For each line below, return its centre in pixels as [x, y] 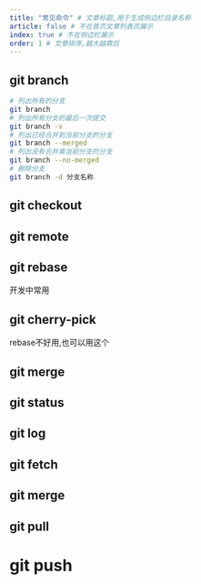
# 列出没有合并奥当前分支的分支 [61, 152]
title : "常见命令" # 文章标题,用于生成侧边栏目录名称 [100, 18]
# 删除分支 [27, 169]
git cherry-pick [53, 319]
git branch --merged [49, 143]
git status [37, 403]
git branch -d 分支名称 [51, 177]
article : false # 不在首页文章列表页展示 [81, 26]
